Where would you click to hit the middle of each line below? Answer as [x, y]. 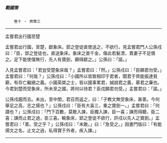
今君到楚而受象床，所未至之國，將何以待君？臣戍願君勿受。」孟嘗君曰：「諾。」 [84, 88]
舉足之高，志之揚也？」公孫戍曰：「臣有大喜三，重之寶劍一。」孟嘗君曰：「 [80, 105]
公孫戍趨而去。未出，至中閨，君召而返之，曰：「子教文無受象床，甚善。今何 [83, 99]
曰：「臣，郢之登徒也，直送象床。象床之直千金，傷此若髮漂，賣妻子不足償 [80, 53]
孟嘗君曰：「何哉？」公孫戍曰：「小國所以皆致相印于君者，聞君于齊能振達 [79, 76]
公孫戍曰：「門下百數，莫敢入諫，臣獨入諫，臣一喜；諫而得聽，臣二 [91, 112]
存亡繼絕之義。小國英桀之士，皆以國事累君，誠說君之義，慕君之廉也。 [90, 82]
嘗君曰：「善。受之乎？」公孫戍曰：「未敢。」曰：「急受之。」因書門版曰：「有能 [83, 124]
